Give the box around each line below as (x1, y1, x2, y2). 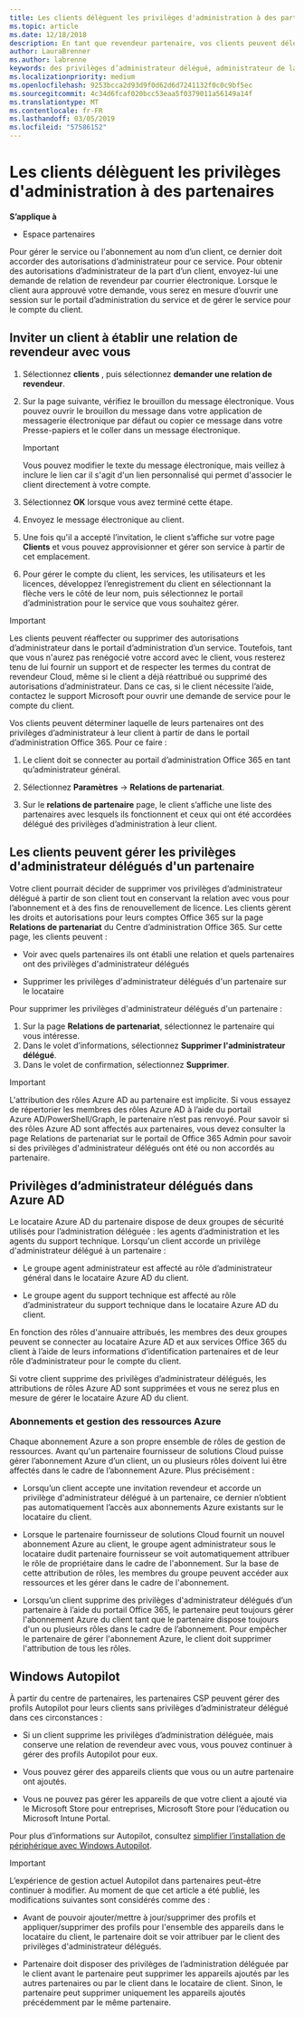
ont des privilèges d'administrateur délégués (22, 958, 190, 969)
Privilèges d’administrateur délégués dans (9, 1178, 253, 1193)
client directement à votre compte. (22, 479, 151, 490)
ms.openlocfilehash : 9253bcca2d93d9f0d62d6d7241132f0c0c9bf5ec (9, 81, 253, 90)
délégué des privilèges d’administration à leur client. (22, 818, 217, 829)
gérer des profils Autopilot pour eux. (22, 1749, 158, 1760)
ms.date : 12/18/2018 (9, 30, 88, 39)
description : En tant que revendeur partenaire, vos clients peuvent (9, 38, 278, 48)
